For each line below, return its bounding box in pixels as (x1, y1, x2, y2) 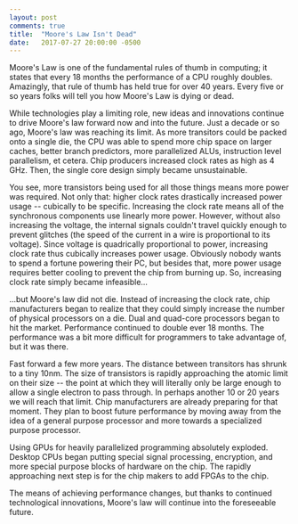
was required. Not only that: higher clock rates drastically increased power (9, 192, 283, 202)
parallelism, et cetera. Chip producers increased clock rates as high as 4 (9, 155, 275, 166)
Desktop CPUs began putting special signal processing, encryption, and (9, 452, 273, 463)
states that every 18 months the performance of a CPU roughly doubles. (9, 72, 273, 83)
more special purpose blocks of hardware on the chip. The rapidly (9, 461, 252, 472)
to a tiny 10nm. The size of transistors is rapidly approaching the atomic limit (9, 368, 289, 379)
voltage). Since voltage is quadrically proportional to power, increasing (9, 239, 269, 250)
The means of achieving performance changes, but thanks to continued (9, 487, 273, 499)
